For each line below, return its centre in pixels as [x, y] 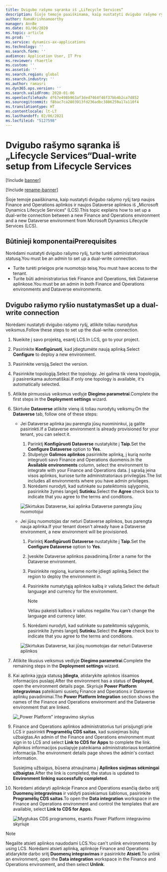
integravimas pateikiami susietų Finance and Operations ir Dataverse [84, 692]
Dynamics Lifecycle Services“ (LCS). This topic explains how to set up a [78, 210]
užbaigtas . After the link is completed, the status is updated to [76, 773]
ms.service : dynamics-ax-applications [46, 42]
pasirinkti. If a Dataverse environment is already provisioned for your [89, 429]
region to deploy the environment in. [65, 576]
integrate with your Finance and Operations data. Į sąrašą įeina [91, 471]
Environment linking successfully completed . [60, 779]
